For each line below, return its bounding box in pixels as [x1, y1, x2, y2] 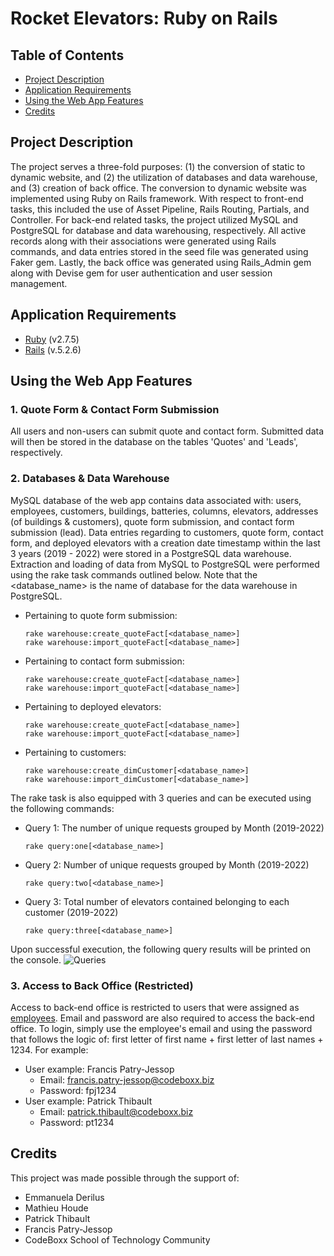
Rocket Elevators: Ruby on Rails [10, 7, 278, 30]
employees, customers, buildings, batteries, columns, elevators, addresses [10, 505, 319, 517]
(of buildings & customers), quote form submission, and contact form [10, 515, 295, 527]
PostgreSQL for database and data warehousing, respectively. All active [10, 224, 307, 236]
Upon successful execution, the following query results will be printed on [10, 943, 312, 955]
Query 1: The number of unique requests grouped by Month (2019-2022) [24, 822, 325, 834]
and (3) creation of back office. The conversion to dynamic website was [10, 182, 307, 194]
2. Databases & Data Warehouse [10, 472, 170, 486]
